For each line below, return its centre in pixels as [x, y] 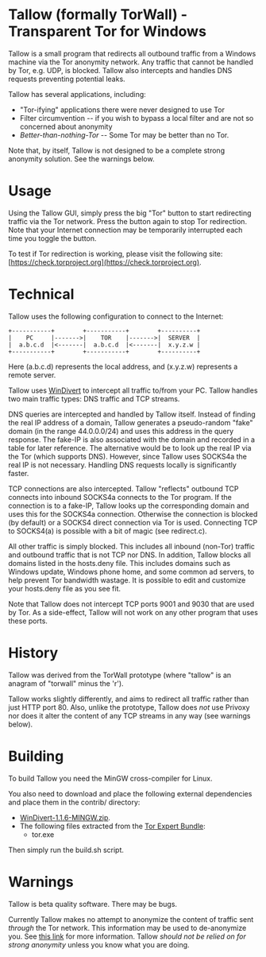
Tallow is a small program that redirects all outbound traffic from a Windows [132, 53]
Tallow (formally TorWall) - [98, 15]
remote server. [32, 374]
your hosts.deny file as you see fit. [65, 588]
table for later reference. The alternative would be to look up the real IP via [130, 448]
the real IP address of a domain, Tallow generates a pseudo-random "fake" [131, 422]
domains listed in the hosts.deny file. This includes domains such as [120, 563]
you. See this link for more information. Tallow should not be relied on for [127, 936]
